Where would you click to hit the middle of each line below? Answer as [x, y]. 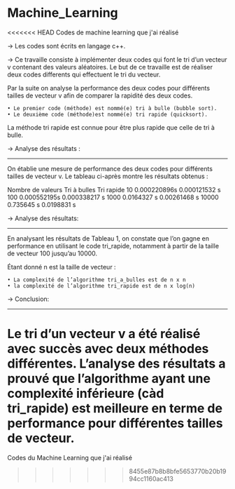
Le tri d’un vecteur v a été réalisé [104, 334]
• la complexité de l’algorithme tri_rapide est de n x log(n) [101, 286]
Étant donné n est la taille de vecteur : [62, 267]
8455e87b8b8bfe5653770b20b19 [178, 471]
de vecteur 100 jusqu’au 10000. [52, 253]
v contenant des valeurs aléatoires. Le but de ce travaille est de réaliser [110, 67]
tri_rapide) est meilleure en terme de [115, 409]
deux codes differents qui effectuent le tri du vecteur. [84, 74]
